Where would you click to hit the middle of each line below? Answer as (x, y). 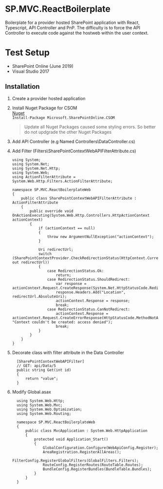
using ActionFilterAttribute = (44, 177)
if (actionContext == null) (67, 228)
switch (45, 254)
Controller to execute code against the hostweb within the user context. (77, 33)
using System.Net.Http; (36, 168)
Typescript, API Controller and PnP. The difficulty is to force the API (72, 27)
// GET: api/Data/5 (36, 366)
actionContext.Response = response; (93, 301)
